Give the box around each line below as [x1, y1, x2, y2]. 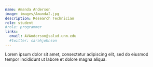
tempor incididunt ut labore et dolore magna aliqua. [5, 56, 107, 62]
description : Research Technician [5, 16, 75, 21]
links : [5, 29, 18, 34]
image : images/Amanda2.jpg [5, 11, 59, 16]
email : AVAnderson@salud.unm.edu [9, 34, 77, 39]
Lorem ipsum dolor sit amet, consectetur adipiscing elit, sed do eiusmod [5, 51, 149, 57]
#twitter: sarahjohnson [9, 38, 57, 43]
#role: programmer [5, 25, 42, 30]
